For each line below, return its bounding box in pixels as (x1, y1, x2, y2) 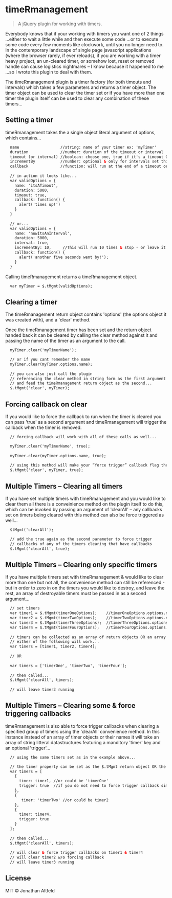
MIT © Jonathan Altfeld (5, 887, 55, 893)
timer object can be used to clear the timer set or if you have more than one (5, 89, 165, 96)
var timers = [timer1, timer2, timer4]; (10, 644, 97, 649)
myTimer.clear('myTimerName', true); (10, 443, 91, 448)
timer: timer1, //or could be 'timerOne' (18, 778, 109, 784)
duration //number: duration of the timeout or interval (10, 149, 164, 155)
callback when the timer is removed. (5, 424, 82, 430)
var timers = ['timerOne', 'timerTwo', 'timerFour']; (10, 663, 127, 668)
